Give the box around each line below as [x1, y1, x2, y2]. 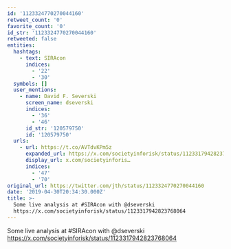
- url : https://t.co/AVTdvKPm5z [19, 144, 112, 151]
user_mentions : [13, 86, 57, 93]
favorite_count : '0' [7, 23, 67, 29]
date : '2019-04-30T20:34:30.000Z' [7, 189, 107, 195]
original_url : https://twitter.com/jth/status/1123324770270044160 [7, 182, 205, 189]
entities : [7, 42, 36, 49]
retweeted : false [7, 36, 57, 43]
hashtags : [13, 49, 41, 56]
